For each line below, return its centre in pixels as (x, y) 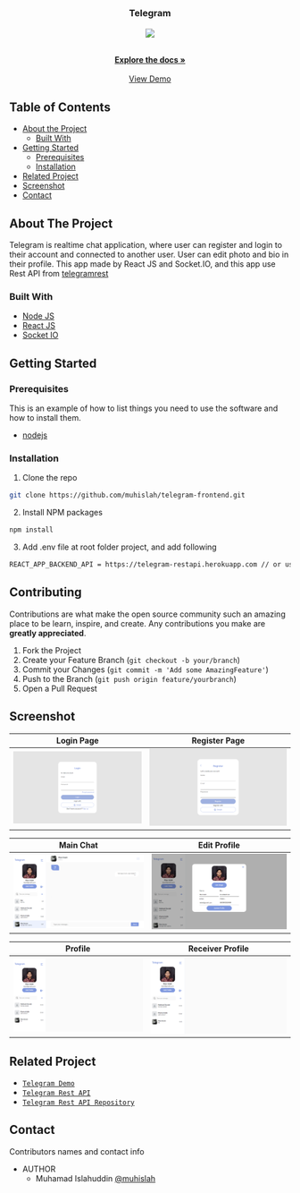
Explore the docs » (150, 60)
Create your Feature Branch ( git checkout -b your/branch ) (131, 660)
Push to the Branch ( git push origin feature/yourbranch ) (129, 678)
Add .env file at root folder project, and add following (119, 547)
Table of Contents (60, 107)
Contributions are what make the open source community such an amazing (147, 614)
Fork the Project (52, 650)
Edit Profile (219, 845)
